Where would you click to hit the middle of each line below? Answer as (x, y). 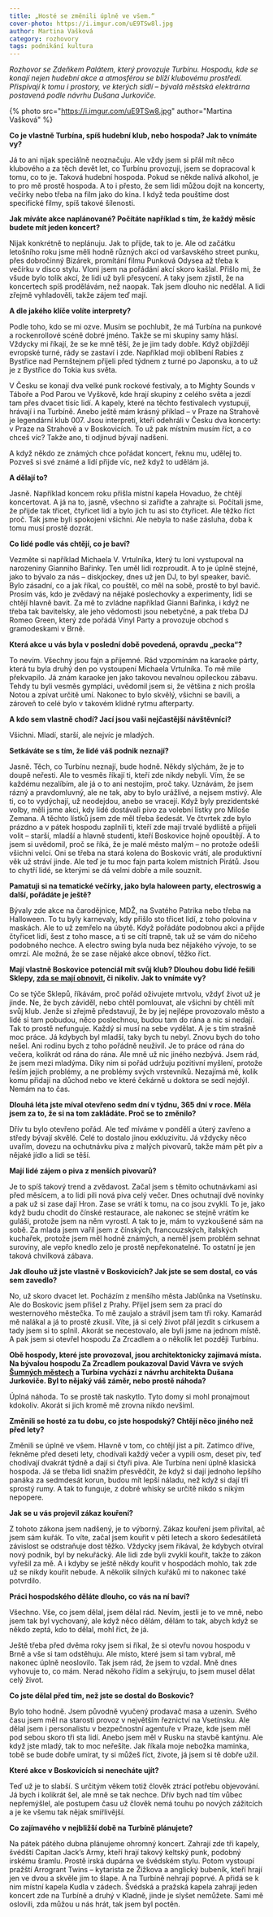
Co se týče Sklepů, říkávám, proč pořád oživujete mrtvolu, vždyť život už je (135, 994)
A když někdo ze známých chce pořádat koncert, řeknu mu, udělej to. (126, 453)
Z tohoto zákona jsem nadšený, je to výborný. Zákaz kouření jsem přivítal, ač (137, 1529)
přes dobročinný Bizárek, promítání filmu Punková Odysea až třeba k (124, 260)
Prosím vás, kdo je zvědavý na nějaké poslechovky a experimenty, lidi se (131, 594)
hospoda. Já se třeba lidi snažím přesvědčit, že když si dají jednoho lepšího (135, 1472)
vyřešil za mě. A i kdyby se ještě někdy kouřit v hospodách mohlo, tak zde (133, 1564)
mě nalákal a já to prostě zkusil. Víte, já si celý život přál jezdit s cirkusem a (134, 1322)
